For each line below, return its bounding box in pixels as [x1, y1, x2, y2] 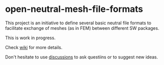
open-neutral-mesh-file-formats [5, 3, 143, 15]
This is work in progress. [5, 35, 56, 41]
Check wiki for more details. [5, 44, 63, 50]
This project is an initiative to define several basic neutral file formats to [5, 20, 152, 26]
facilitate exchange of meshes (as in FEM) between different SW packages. [5, 25, 160, 31]
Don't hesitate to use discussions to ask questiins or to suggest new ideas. [5, 54, 158, 60]
